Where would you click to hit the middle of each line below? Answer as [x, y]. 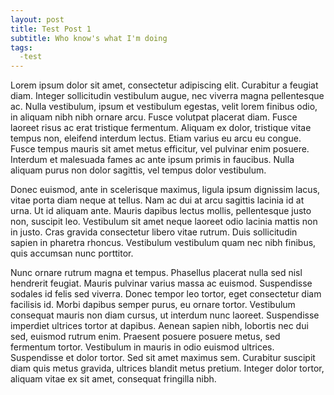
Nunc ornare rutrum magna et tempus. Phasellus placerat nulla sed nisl [156, 273]
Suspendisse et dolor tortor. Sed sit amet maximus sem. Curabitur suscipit [163, 358]
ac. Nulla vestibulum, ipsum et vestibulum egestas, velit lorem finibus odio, [164, 107]
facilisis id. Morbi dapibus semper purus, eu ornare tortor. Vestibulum [153, 305]
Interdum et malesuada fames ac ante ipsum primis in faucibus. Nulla [152, 160]
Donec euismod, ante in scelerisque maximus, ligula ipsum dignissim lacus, [165, 190]
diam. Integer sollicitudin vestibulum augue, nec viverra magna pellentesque [167, 96]
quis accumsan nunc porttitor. [72, 253]
